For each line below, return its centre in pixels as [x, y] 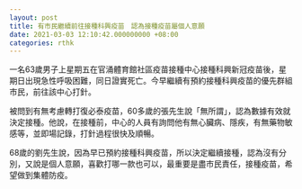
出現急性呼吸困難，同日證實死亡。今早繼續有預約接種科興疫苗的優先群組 [159, 81]
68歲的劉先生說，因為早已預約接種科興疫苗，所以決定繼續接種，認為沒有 [144, 153]
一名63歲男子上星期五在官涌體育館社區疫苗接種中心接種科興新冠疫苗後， [144, 69]
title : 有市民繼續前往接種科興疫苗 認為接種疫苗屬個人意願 [107, 26]
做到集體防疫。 [44, 175]
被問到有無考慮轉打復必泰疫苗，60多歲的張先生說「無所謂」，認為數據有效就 [150, 111]
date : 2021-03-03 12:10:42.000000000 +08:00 [94, 34]
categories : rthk [42, 43]
